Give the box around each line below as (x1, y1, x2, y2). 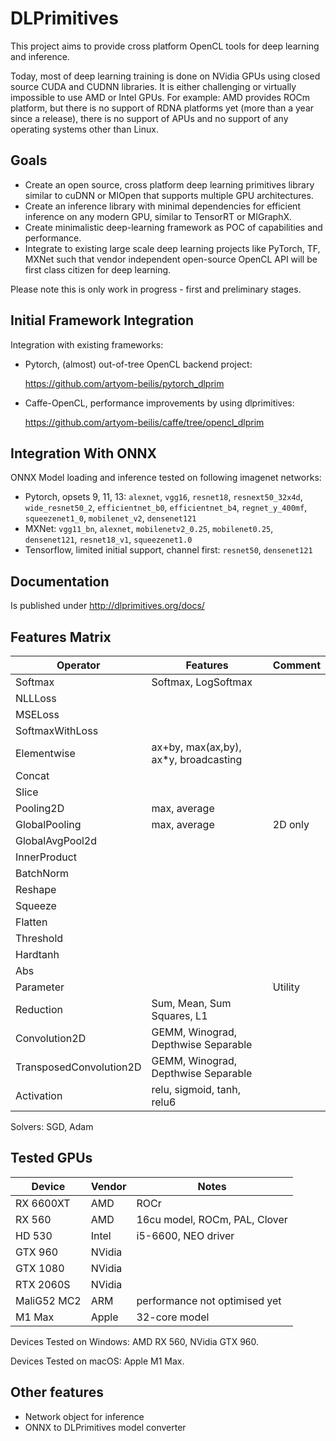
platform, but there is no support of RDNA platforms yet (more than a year (10, 102, 315, 114)
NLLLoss (15, 692, 57, 705)
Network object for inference (24, 1410, 145, 1422)
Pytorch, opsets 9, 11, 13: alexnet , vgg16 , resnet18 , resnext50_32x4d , (24, 491, 303, 503)
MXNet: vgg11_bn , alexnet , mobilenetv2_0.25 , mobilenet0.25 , (24, 523, 274, 535)
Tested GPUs (10, 1150, 93, 1167)
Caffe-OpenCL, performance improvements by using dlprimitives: (24, 397, 295, 409)
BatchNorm (15, 867, 70, 880)
